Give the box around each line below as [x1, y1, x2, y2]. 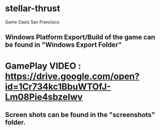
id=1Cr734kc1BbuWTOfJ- [5, 81, 111, 92]
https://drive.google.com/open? [5, 71, 140, 82]
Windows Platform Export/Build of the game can [5, 33, 155, 41]
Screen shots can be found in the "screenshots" [5, 111, 156, 119]
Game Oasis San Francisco [5, 19, 60, 25]
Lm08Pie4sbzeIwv [5, 91, 83, 102]
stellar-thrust [5, 3, 60, 14]
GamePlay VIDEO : [5, 60, 82, 71]
